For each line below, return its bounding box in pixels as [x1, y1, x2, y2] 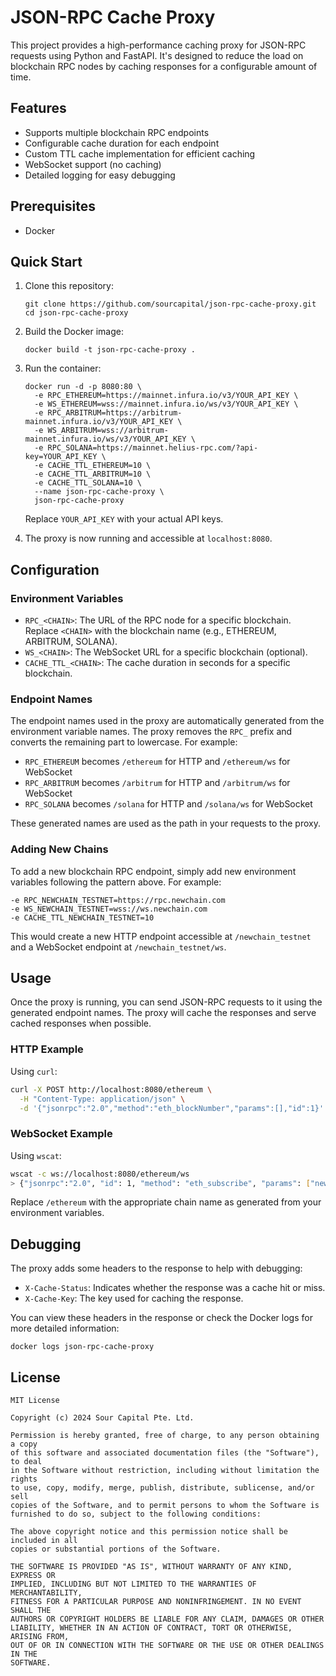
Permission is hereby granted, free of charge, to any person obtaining [10, 1431, 320, 1441]
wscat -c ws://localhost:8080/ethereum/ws [10, 1169, 190, 1179]
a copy [10, 1439, 38, 1450]
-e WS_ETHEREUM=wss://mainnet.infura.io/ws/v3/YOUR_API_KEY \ [34, 399, 299, 410]
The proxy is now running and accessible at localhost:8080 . [24, 532, 273, 545]
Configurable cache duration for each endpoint [24, 137, 220, 149]
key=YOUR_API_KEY [24, 452, 98, 462]
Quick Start [10, 253, 83, 270]
